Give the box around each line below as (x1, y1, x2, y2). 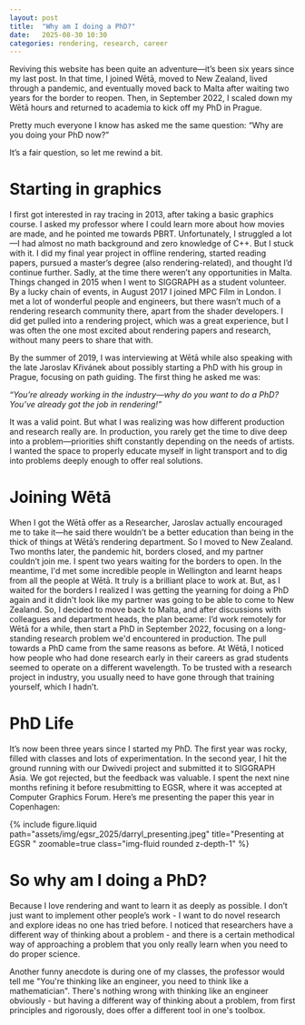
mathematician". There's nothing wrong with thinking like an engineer (9, 986, 270, 996)
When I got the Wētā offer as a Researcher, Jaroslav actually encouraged (9, 518, 283, 528)
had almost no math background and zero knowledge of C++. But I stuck (21, 238, 294, 249)
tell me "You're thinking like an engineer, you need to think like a (9, 976, 250, 987)
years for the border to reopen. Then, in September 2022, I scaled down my (9, 93, 293, 104)
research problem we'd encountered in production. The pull (44, 633, 267, 644)
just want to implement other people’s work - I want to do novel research (9, 910, 281, 920)
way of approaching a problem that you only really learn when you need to (9, 939, 289, 950)
